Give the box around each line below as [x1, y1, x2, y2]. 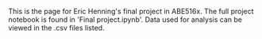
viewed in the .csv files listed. [8, 23, 105, 32]
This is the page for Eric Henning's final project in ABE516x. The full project [8, 7, 254, 16]
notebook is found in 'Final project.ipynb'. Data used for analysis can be [8, 15, 242, 24]
